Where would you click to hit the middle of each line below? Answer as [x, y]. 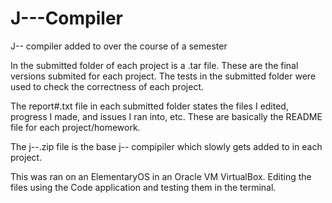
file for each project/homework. [75, 127]
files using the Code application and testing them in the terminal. [143, 187]
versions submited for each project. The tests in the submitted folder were [163, 76]
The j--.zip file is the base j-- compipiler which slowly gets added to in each [166, 146]
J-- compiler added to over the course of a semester [119, 46]
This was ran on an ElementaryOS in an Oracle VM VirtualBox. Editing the [161, 176]
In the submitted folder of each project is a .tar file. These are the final [154, 65]
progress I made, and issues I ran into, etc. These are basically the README [166, 116]
